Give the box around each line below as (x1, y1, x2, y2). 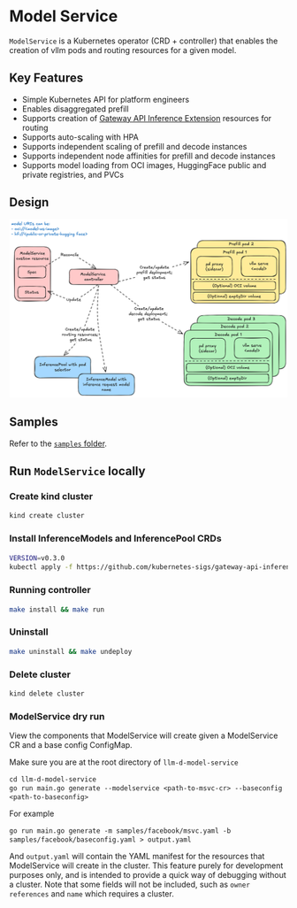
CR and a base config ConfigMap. (9, 740, 133, 750)
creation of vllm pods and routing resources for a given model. (9, 44, 237, 55)
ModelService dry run (9, 710, 105, 722)
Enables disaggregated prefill (21, 104, 130, 114)
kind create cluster (9, 512, 86, 520)
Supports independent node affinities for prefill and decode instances (21, 150, 276, 161)
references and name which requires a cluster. (9, 889, 174, 899)
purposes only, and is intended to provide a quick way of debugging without (9, 870, 287, 881)
